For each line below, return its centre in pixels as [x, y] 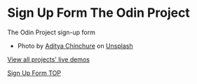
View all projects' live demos [48, 59]
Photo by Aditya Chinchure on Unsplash [75, 45]
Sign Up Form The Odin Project [99, 13]
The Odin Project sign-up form [52, 32]
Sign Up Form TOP [34, 73]
